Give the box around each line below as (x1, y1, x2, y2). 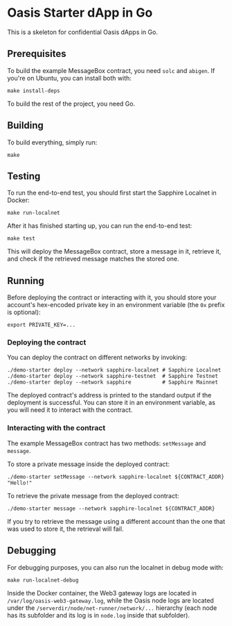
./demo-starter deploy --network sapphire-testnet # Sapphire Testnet (7, 373, 218, 380)
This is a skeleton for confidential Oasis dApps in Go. (7, 28, 158, 36)
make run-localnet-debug (7, 577, 79, 584)
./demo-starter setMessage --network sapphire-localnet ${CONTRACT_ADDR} (7, 473, 225, 480)
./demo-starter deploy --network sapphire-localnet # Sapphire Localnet (7, 367, 222, 374)
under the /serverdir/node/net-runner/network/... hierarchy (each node (7, 603, 217, 612)
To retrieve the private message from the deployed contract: (7, 491, 179, 500)
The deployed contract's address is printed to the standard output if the (7, 391, 212, 400)
